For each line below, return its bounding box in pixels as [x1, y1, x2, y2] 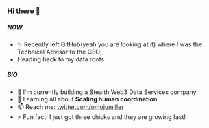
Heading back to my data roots [16, 54, 105, 63]
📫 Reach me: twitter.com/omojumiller [16, 102, 124, 111]
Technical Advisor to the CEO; [16, 48, 103, 56]
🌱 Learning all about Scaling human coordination [16, 95, 158, 103]
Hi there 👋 [7, 6, 41, 16]
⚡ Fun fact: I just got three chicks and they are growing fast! [16, 112, 186, 121]
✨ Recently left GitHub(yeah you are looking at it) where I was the [16, 40, 203, 48]
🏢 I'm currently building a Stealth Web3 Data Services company [16, 88, 197, 96]
